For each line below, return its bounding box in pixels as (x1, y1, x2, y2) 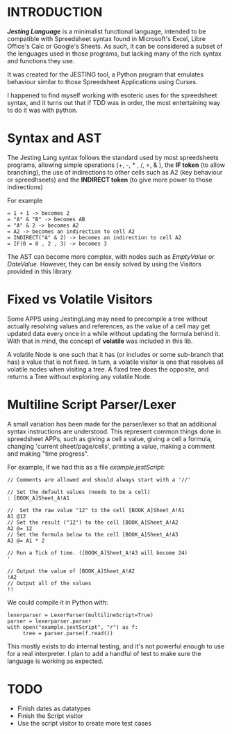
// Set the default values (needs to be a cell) (7, 488, 151, 495)
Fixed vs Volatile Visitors (7, 292, 153, 308)
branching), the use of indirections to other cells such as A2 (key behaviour (7, 168, 223, 176)
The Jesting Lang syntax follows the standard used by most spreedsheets (7, 153, 219, 161)
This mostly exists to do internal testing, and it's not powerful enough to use (7, 641, 224, 651)
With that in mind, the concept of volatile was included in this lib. (7, 337, 193, 345)
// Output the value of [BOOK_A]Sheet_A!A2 (7, 568, 135, 575)
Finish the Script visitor (17, 711, 83, 720)
